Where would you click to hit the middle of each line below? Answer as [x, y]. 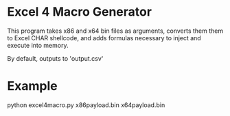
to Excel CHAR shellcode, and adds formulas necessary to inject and [104, 38]
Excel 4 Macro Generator [80, 12]
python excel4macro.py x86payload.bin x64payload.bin [86, 105]
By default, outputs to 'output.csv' [55, 58]
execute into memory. [38, 45]
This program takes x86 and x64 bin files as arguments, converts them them [115, 31]
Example [32, 86]
